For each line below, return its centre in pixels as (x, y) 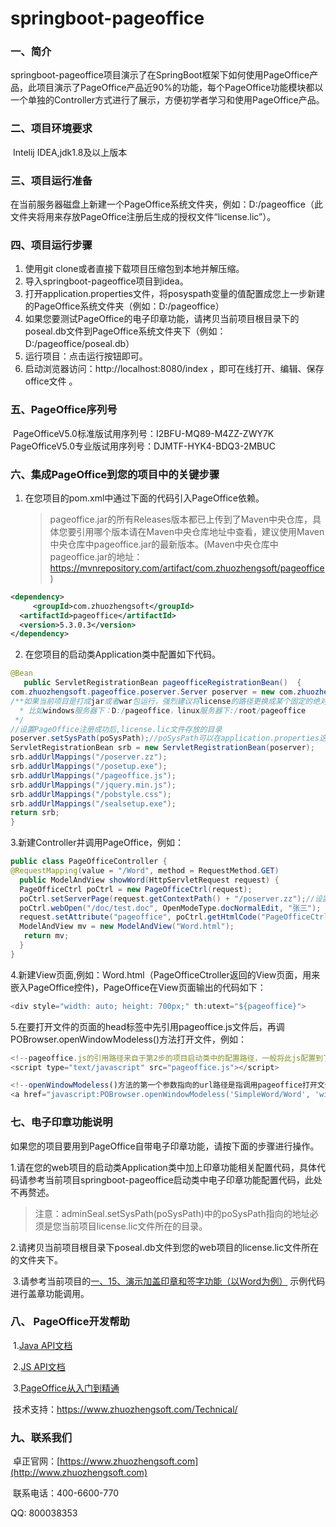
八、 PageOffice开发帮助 (70, 1322)
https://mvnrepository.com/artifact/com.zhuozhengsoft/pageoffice (187, 568)
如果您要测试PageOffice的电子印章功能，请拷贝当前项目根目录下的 (162, 319)
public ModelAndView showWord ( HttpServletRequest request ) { (149, 880)
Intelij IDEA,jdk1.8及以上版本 (70, 152)
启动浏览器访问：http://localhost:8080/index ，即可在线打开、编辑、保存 (174, 369)
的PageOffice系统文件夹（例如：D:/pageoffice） (124, 306)
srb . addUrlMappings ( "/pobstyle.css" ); (91, 794)
